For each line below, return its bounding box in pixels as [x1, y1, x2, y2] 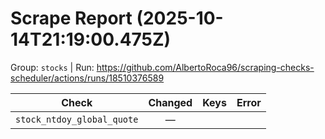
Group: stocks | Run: [10, 61, 95, 73]
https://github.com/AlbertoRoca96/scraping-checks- [96, 61, 315, 73]
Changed [148, 95, 193, 109]
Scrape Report [10, 7, 133, 30]
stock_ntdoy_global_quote [15, 113, 139, 125]
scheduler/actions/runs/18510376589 [10, 72, 165, 84]
